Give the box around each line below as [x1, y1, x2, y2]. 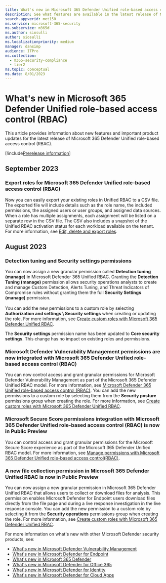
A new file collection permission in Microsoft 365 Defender [5, 467, 150, 474]
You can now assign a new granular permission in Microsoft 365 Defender [5, 485, 156, 491]
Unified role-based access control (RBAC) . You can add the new [5, 387, 136, 393]
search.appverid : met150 [5, 16, 56, 21]
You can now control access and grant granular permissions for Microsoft [5, 372, 155, 378]
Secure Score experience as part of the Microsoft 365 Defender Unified [5, 444, 151, 450]
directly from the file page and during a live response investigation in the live [5, 500, 161, 506]
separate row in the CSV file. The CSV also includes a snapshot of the [5, 218, 147, 224]
